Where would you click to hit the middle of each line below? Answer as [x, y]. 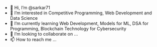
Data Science [24, 18]
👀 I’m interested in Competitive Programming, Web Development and [81, 13]
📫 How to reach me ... [33, 39]
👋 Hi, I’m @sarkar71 [30, 8]
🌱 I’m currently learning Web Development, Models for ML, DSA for [79, 23]
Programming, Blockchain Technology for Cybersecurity [68, 29]
